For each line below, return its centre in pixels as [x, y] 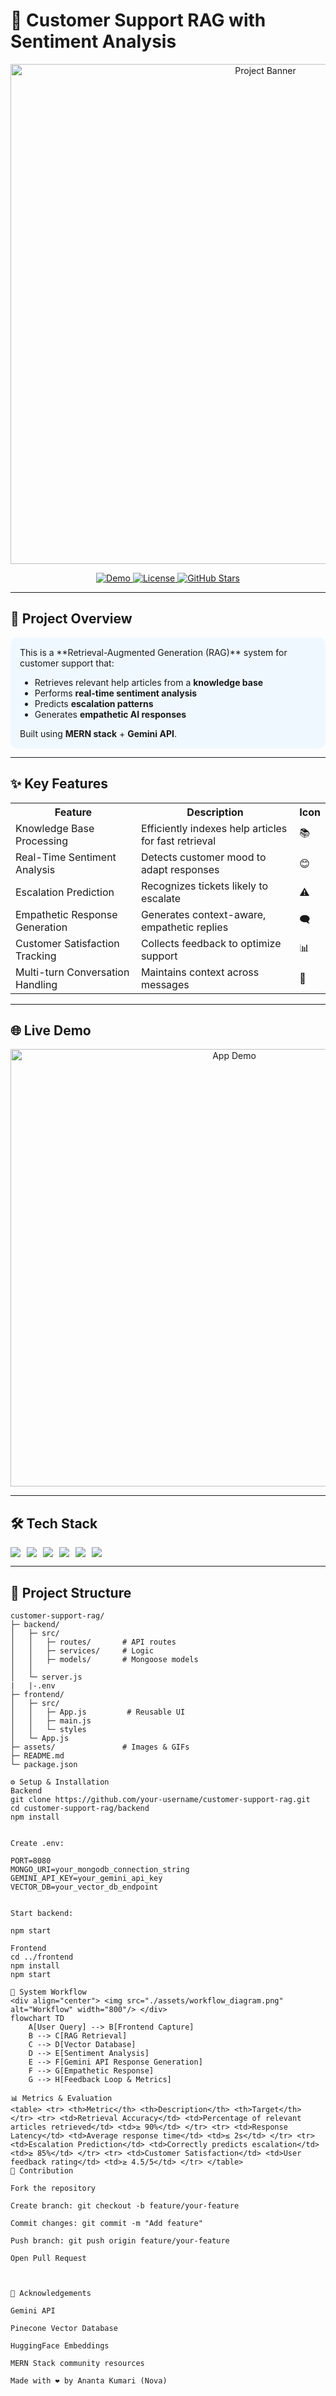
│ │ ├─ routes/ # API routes [93, 1642]
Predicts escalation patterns [94, 703]
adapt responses [180, 869]
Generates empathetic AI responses [110, 714]
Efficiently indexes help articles [214, 828]
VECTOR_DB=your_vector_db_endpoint [84, 1887]
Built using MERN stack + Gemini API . [98, 733]
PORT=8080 [31, 1861]
